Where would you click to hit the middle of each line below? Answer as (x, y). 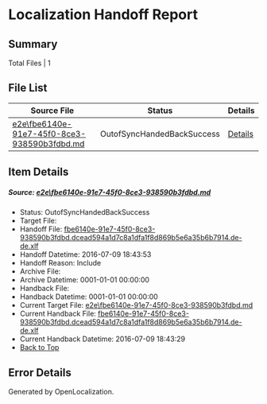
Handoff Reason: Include (60, 263)
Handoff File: (41, 229)
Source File (52, 111)
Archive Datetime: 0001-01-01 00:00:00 (84, 280)
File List (28, 88)
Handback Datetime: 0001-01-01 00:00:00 (89, 297)
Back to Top (39, 348)
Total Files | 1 (29, 63)
